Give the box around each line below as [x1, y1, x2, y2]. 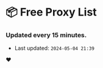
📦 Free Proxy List [5, 5, 97, 19]
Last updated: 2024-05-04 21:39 [14, 45, 95, 52]
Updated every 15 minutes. [5, 31, 87, 40]
